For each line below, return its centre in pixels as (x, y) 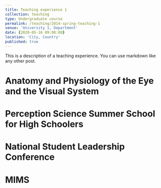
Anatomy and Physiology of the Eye (80, 80)
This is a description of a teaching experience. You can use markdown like (80, 56)
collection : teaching (27, 14)
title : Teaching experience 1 (36, 10)
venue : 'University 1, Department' (42, 28)
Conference (30, 157)
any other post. (20, 61)
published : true (22, 42)
